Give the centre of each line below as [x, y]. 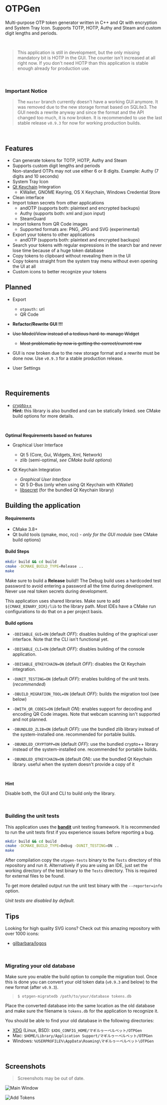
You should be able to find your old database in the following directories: [80, 1021]
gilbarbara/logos [29, 943]
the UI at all [24, 266]
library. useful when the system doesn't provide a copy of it [74, 764]
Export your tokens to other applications [54, 234]
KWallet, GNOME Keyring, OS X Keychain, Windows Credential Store [90, 192]
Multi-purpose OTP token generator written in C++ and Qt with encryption [81, 22]
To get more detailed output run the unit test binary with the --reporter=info [84, 885]
